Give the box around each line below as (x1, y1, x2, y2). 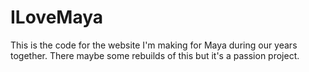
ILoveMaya (10, 6, 104, 29)
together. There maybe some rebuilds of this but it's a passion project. (10, 49, 300, 61)
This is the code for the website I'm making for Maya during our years (10, 39, 298, 51)
